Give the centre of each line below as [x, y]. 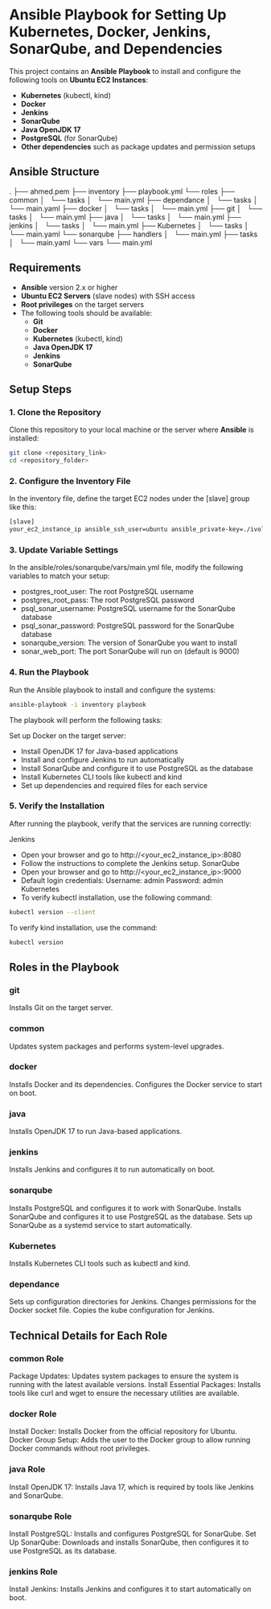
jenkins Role [34, 1571]
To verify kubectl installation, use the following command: [116, 897]
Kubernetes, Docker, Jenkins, [110, 32]
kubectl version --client [52, 912]
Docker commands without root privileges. [80, 1448]
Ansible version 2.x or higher [69, 287]
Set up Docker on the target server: [68, 735]
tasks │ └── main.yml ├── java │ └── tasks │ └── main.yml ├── [125, 217]
